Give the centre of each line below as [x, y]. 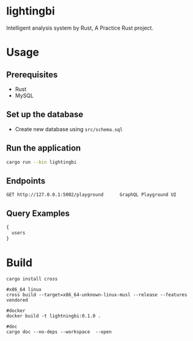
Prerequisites [32, 75]
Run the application [44, 148]
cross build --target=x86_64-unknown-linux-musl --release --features [97, 294]
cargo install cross [32, 279]
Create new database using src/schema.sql [69, 129]
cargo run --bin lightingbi [42, 162]
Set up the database [45, 115]
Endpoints [26, 180]
